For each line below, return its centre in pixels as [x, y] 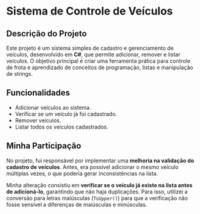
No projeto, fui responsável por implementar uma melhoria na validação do [100, 160]
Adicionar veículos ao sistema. [53, 107]
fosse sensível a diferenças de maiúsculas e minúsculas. [77, 204]
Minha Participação [44, 146]
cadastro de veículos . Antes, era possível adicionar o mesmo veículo [92, 167]
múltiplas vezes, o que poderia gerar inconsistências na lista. [82, 173]
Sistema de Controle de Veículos [90, 11]
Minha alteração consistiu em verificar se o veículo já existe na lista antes [99, 185]
